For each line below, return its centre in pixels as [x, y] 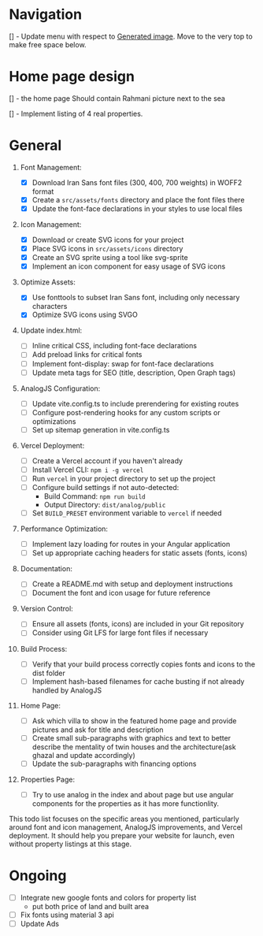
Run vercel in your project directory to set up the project [124, 478]
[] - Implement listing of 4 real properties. [76, 113]
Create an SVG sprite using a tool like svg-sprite [110, 258]
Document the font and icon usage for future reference [121, 593]
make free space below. [48, 44]
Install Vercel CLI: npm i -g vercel [88, 470]
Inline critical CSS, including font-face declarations [115, 346]
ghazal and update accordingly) [84, 755]
